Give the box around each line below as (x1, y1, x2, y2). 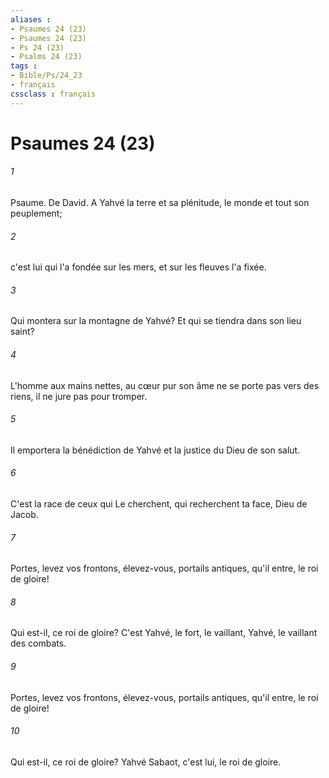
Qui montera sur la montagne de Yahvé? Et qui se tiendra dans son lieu (10, 315, 302, 327)
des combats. (10, 637, 67, 650)
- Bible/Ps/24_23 (10, 71, 83, 81)
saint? (10, 326, 35, 338)
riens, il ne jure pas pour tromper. (10, 390, 148, 402)
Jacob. (10, 509, 39, 521)
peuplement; (10, 207, 63, 220)
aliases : (10, 14, 52, 25)
